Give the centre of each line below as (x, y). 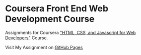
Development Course (50, 19)
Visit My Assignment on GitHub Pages (44, 47)
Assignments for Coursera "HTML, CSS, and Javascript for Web (70, 32)
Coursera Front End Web (57, 9)
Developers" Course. (27, 38)
